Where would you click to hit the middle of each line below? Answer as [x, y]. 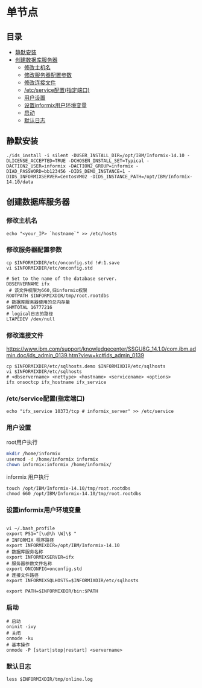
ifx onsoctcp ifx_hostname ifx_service [56, 382]
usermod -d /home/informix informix [52, 459]
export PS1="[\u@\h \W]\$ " [42, 534]
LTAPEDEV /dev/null [31, 319]
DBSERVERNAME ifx [28, 284]
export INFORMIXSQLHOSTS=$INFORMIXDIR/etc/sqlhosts [72, 580]
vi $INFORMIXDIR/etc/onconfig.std [50, 268]
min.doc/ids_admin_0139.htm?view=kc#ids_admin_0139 [75, 355]
